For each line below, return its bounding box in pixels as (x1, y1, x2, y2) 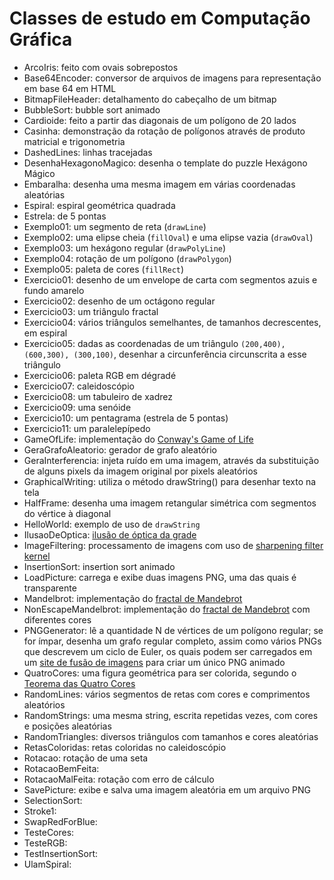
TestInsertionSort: (23, 847, 99, 859)
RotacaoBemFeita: (23, 762, 100, 774)
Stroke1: (23, 805, 57, 817)
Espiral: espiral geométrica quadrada (23, 199, 176, 211)
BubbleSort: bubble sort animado (23, 103, 161, 116)
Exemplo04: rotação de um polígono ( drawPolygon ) (23, 252, 232, 264)
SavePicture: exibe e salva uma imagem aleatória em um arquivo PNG (23, 783, 312, 796)
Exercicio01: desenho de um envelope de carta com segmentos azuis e (23, 273, 318, 286)
